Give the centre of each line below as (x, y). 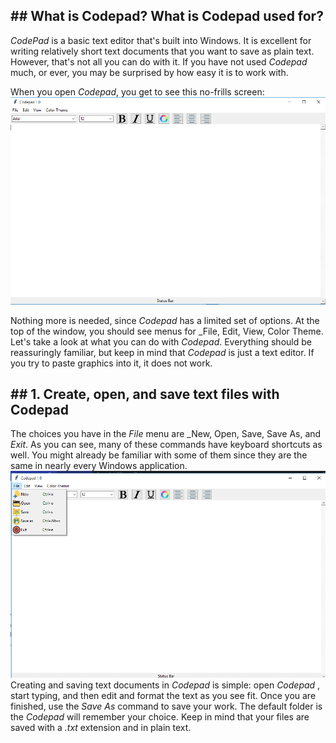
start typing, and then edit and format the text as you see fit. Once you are (163, 696)
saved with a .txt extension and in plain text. (101, 728)
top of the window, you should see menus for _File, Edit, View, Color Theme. (167, 331)
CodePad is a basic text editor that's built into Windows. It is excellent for (161, 40)
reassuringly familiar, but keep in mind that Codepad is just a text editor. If (162, 352)
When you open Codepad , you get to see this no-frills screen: (137, 91)
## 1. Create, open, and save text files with (145, 394)
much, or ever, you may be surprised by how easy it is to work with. (149, 72)
